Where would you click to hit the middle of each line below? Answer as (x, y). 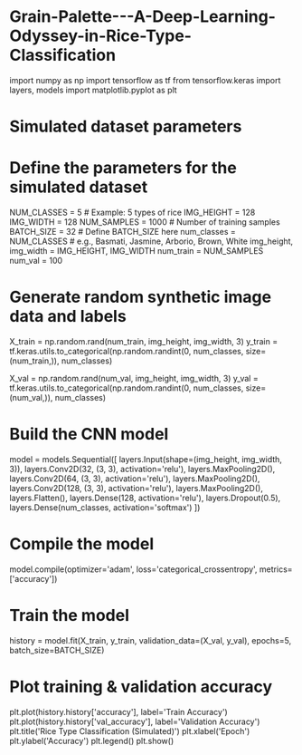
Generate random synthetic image (141, 297)
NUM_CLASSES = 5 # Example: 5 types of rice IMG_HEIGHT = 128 (132, 213)
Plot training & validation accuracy (141, 687)
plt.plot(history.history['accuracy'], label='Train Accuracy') (118, 711)
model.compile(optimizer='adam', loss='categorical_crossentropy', (133, 569)
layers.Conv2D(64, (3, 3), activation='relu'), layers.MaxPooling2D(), (135, 479)
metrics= (276, 569)
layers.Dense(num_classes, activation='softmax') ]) (105, 507)
